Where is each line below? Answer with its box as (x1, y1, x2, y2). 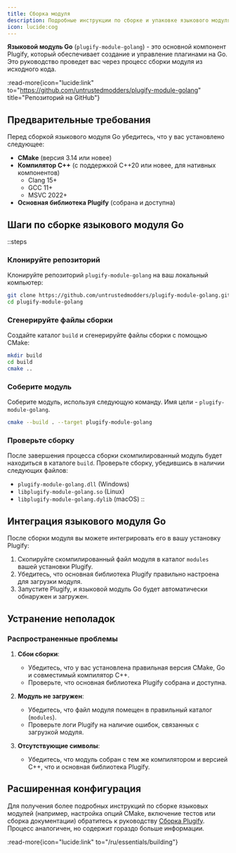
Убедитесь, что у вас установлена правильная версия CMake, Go (27, 663, 225, 672)
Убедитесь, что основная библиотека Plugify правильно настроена (17, 570, 220, 578)
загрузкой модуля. (27, 728, 84, 736)
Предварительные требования (7, 114, 151, 126)
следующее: (7, 140, 45, 148)
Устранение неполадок (7, 613, 116, 625)
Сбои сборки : (17, 649, 60, 658)
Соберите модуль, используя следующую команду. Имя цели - (7, 398, 198, 406)
